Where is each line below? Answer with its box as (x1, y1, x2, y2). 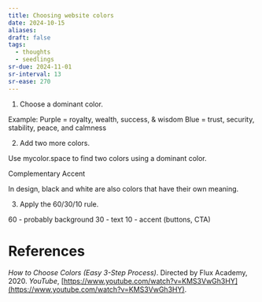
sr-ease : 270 (8, 77, 51, 85)
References (8, 242, 85, 260)
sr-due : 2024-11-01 (8, 63, 72, 71)
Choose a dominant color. (19, 99, 104, 109)
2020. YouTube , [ (8, 277, 65, 286)
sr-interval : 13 (8, 70, 61, 78)
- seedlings (15, 56, 55, 64)
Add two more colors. (19, 138, 90, 147)
